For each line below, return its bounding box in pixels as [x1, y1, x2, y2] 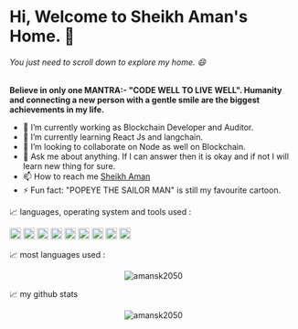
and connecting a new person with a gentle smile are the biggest [9, 94, 261, 106]
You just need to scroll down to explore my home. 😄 [9, 57, 207, 68]
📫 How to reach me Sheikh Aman [22, 171, 151, 182]
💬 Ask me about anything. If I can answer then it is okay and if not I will [22, 151, 290, 162]
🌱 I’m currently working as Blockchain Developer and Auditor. [22, 122, 254, 133]
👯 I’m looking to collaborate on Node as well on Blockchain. [22, 142, 246, 153]
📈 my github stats [9, 289, 79, 300]
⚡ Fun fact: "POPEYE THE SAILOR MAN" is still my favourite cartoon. [22, 185, 282, 196]
